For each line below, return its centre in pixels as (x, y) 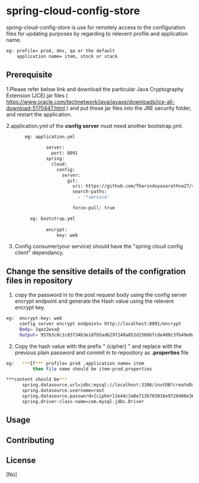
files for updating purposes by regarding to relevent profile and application (97, 33)
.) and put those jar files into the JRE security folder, (128, 108)
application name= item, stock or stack (67, 56)
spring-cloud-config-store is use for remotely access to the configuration (96, 27)
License (21, 460)
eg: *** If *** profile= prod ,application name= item (75, 363)
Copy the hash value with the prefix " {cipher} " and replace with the (98, 346)
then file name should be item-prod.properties (92, 369)
